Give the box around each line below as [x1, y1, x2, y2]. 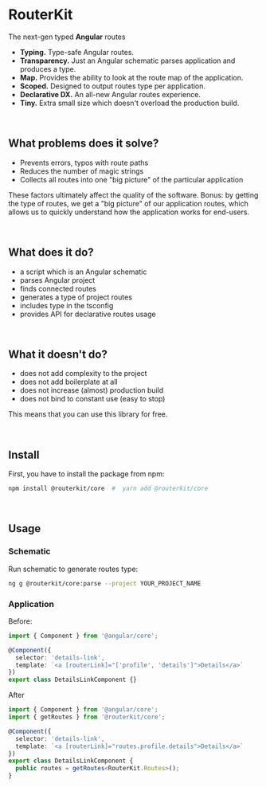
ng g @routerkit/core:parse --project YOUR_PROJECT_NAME [8, 579, 201, 587]
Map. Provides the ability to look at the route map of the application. [19, 72, 244, 82]
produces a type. [19, 64, 76, 73]
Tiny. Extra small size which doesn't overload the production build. [19, 98, 240, 108]
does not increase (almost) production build [19, 386, 164, 395]
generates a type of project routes [19, 292, 133, 302]
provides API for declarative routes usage [19, 309, 157, 319]
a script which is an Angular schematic [19, 267, 147, 276]
